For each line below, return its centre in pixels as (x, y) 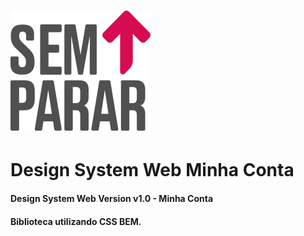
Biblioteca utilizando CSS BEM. (76, 221)
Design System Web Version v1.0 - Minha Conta (112, 198)
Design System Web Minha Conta (152, 170)
